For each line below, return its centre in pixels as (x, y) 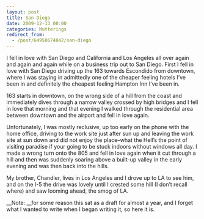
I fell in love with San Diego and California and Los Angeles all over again (98, 58)
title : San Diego (28, 18)
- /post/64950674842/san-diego (52, 40)
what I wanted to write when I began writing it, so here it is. (81, 209)
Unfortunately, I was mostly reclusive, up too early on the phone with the (98, 127)
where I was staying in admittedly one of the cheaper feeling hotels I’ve (96, 77)
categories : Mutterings (37, 29)
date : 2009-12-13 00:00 (37, 23)
